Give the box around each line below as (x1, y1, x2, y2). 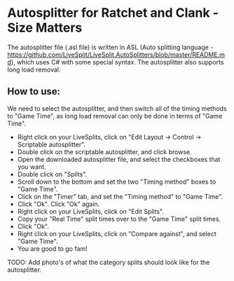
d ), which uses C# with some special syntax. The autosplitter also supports (7, 57, 224, 66)
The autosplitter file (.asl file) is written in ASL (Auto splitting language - (7, 43, 214, 51)
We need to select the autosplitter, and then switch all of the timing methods (7, 104, 227, 113)
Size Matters (7, 20, 83, 36)
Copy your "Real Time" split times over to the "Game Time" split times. (17, 214, 221, 223)
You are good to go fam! (17, 244, 88, 253)
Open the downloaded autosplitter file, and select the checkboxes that (17, 155, 221, 163)
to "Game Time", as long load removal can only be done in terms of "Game (7, 111, 223, 120)
